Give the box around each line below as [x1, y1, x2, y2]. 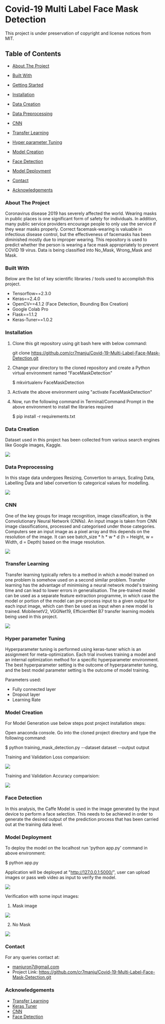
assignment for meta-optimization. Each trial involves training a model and [5, 651, 156, 657]
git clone [12, 350, 31, 356]
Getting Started [12, 82, 43, 88]
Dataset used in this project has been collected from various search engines [5, 437, 160, 443]
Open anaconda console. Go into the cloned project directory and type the [5, 730, 156, 736]
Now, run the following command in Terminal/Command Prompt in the [12, 398, 154, 405]
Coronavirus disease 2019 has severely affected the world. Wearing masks [5, 210, 157, 216]
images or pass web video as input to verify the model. [5, 875, 117, 881]
